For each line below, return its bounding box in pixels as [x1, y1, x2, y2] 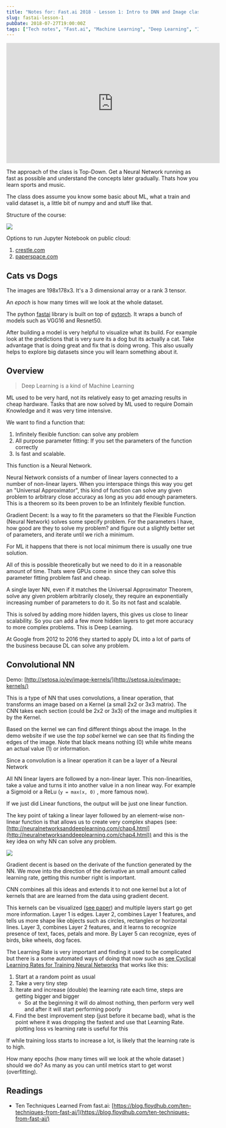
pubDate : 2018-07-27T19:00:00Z [6, 20, 86, 26]
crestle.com [15, 247, 46, 254]
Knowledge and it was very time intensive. [6, 407, 113, 414]
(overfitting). [6, 1068, 38, 1075]
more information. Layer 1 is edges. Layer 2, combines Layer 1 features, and [6, 910, 196, 917]
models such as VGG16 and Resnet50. [6, 317, 102, 324]
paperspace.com [15, 253, 58, 260]
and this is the [153, 831, 189, 838]
